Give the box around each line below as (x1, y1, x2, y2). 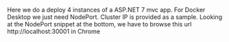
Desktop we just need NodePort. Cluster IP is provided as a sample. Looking (7, 13, 223, 21)
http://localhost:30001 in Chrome (7, 27, 101, 35)
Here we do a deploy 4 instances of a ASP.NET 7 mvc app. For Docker (7, 6, 206, 14)
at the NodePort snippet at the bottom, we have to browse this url (7, 20, 192, 28)
